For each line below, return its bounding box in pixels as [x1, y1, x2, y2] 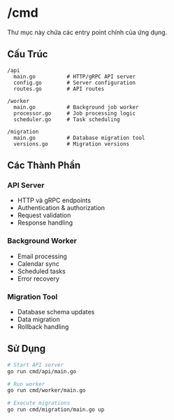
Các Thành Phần [7, 160, 81, 171]
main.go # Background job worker [13, 104, 139, 111]
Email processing [17, 252, 68, 260]
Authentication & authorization [17, 204, 105, 212]
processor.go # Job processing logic [13, 110, 136, 117]
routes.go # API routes [13, 85, 105, 92]
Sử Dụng [7, 343, 46, 355]
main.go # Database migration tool [13, 134, 145, 141]
